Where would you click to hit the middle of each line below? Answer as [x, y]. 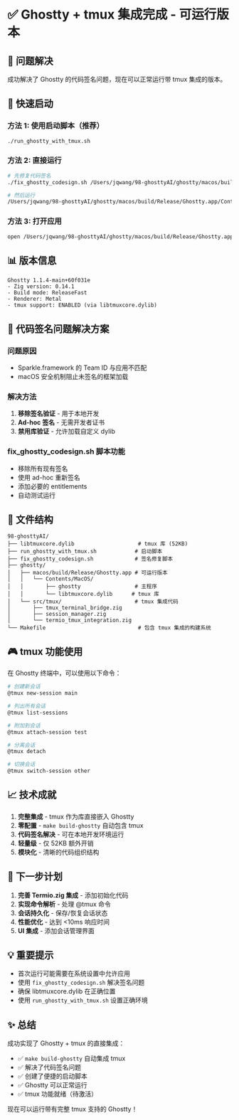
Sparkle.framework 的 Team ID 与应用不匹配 [82, 368]
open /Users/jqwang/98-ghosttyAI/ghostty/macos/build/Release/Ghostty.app [121, 236]
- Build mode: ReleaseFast [47, 293]
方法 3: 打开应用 [34, 221]
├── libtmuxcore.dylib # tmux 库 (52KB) [98, 544]
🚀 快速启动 [30, 104]
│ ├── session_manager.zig [57, 614]
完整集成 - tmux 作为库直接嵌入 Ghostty [76, 816]
